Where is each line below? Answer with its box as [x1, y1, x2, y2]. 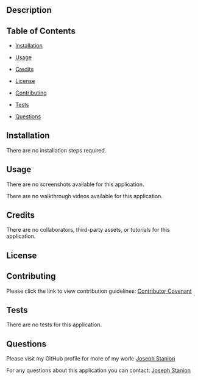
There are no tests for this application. [6, 321, 102, 328]
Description [6, 5, 52, 15]
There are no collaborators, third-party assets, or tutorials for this [6, 226, 171, 234]
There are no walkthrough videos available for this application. [6, 192, 163, 199]
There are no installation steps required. [6, 146, 107, 154]
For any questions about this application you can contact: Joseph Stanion [6, 367, 191, 374]
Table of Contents [6, 26, 76, 36]
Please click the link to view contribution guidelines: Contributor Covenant [6, 287, 192, 295]
